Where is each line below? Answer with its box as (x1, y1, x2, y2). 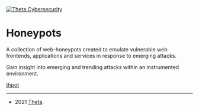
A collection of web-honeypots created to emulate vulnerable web (6, 45, 168, 53)
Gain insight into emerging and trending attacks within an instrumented (6, 63, 179, 70)
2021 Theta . (14, 98, 44, 105)
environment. (6, 70, 38, 77)
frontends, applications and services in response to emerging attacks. (6, 52, 177, 59)
